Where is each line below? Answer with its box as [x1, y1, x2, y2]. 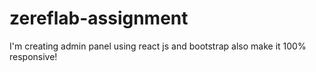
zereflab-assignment [9, 7, 189, 30]
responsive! [9, 50, 58, 62]
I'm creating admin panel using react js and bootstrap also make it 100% [9, 40, 307, 52]
